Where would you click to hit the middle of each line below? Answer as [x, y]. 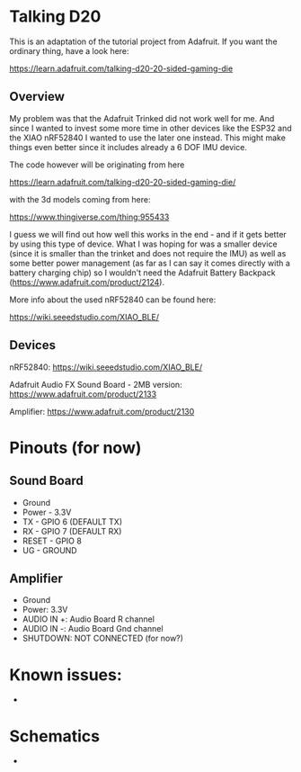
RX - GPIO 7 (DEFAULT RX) [72, 531]
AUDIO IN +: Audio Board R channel [89, 619]
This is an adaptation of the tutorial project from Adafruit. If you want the [143, 41]
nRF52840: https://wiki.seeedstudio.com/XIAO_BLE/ [106, 367]
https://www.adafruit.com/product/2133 [83, 394]
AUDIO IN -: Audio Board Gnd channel [93, 629]
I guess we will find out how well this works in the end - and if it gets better [148, 234]
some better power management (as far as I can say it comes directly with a [150, 263]
